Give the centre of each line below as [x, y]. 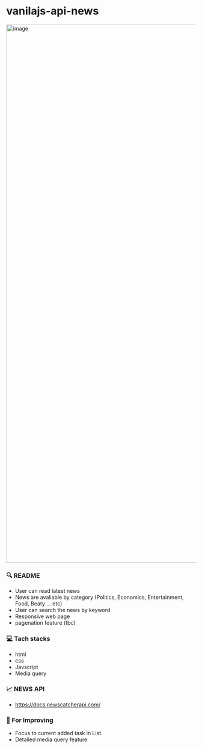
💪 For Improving [30, 720]
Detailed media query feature [51, 739]
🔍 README [23, 575]
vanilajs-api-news [53, 11]
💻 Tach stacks [28, 639]
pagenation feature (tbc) [45, 623]
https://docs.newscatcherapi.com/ [58, 705]
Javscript [26, 667]
